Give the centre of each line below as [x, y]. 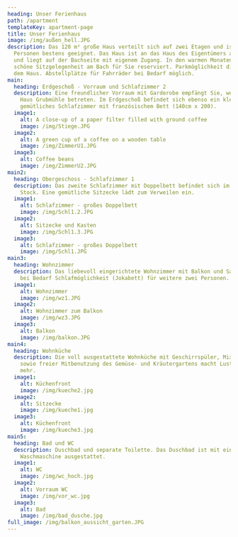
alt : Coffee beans [47, 159]
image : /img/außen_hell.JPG [49, 40]
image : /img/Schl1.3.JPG [57, 232]
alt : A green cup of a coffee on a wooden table [93, 139]
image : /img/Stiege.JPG [55, 126]
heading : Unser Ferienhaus [47, 14]
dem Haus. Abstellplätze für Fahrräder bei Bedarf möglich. [104, 73]
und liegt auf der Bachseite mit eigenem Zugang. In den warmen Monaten [123, 60]
